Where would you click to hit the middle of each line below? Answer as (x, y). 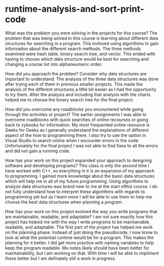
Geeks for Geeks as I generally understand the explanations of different (77, 130)
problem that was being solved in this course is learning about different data (82, 38)
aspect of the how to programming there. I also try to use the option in (76, 135)
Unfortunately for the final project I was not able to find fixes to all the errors (82, 145)
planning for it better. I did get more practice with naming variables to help (80, 242)
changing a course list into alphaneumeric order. (54, 64)
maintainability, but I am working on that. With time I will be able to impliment (82, 253)
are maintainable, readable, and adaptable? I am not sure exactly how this (79, 217)
